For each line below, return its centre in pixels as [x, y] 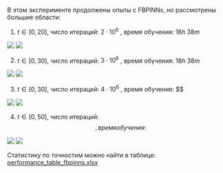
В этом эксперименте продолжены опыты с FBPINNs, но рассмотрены [111, 10]
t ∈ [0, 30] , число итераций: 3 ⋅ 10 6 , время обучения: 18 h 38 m [108, 60]
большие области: [34, 17]
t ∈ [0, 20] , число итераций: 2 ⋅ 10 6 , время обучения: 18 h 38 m [108, 31]
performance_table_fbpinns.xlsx [53, 162]
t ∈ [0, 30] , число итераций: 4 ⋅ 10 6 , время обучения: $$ [100, 89]
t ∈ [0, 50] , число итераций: [58, 116]
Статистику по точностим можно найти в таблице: [82, 155]
